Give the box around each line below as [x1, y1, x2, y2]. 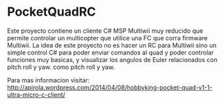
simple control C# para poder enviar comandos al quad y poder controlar [7, 48, 214, 57]
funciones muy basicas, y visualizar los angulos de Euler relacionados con [7, 55, 218, 63]
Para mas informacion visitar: [7, 76, 90, 84]
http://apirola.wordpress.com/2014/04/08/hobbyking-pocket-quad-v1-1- [7, 83, 213, 91]
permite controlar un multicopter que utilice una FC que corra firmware [7, 33, 208, 42]
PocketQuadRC [7, 4, 96, 20]
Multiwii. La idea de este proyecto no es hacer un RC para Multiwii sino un [7, 41, 217, 49]
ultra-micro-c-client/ [7, 90, 65, 99]
